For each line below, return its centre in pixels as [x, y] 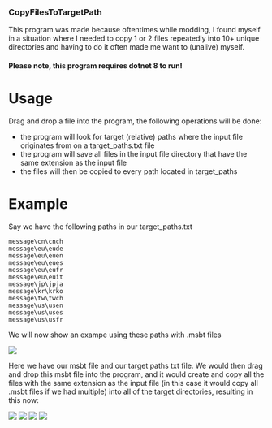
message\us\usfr [36, 319]
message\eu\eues [36, 262]
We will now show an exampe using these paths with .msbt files [115, 335]
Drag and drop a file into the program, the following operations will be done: [135, 121]
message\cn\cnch [36, 241]
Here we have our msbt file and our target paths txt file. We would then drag [136, 365]
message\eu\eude [36, 249]
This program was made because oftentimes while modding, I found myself [135, 30]
